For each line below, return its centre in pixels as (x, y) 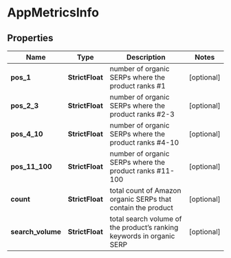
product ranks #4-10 (144, 142)
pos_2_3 (25, 106)
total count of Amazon (145, 190)
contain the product (141, 208)
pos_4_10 (27, 134)
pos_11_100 (31, 166)
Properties (30, 38)
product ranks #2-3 (142, 114)
